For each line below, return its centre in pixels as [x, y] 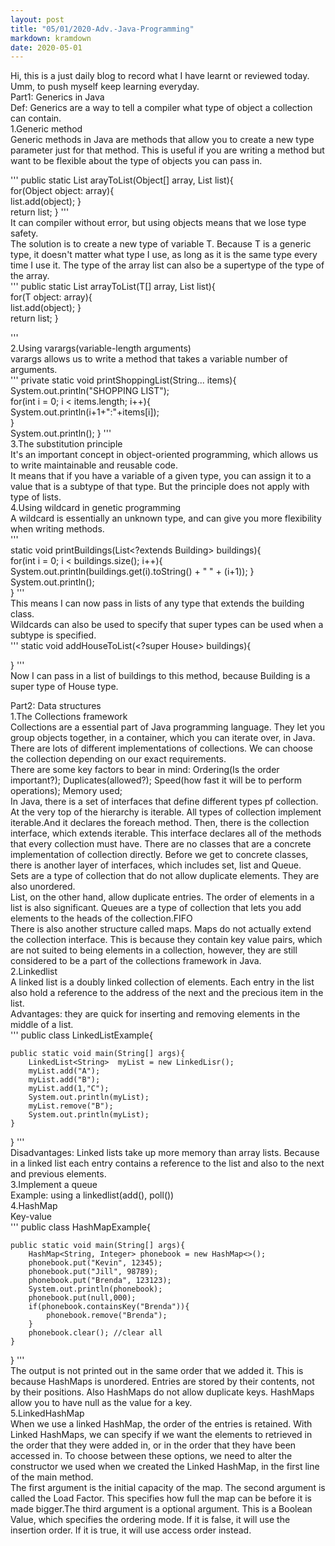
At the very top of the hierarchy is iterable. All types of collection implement [166, 812]
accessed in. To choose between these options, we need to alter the [151, 1456]
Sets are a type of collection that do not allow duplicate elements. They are [165, 876]
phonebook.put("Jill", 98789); [93, 1272]
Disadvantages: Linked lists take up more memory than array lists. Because [165, 1153]
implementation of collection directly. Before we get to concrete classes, [159, 855]
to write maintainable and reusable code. [94, 465]
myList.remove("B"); [71, 1106]
